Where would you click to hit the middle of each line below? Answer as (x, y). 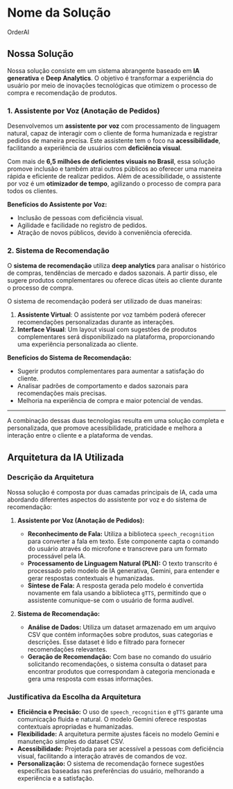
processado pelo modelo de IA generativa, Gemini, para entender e (123, 571)
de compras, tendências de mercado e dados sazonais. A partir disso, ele (112, 273)
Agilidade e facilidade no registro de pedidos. (82, 225)
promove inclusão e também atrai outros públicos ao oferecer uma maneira (115, 169)
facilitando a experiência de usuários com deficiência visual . (95, 148)
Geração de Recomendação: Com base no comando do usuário (119, 657)
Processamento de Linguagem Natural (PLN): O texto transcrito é (122, 563)
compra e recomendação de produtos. (62, 92)
